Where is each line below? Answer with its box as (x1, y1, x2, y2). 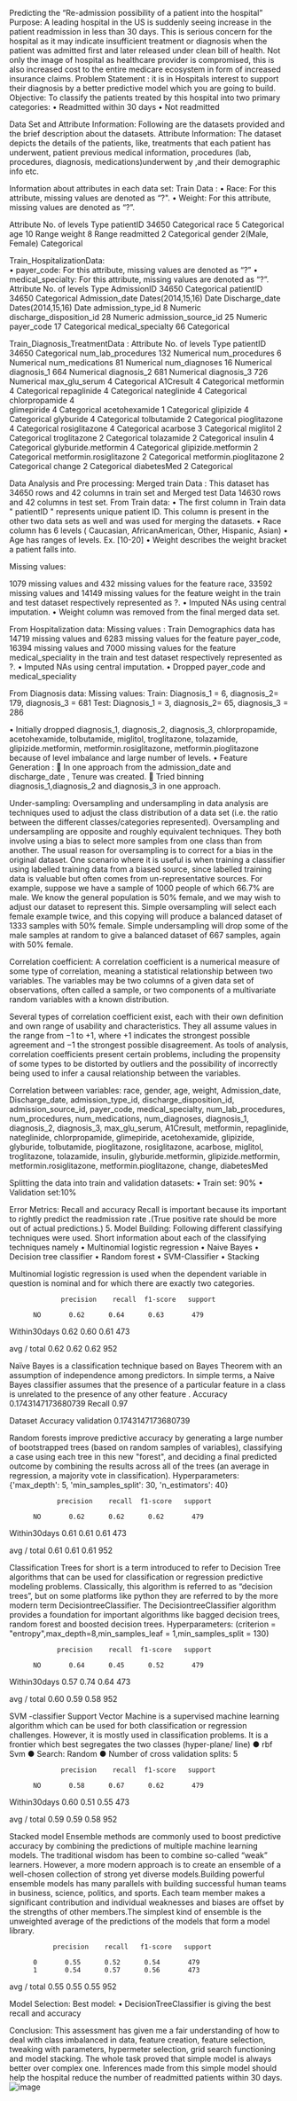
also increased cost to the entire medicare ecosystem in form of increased (9, 64, 281, 74)
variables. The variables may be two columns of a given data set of (9, 976, 254, 985)
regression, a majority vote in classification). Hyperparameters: (9, 1470, 239, 1480)
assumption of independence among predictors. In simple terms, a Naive (9, 1370, 276, 1380)
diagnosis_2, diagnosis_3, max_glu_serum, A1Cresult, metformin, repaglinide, (9, 1123, 289, 1133)
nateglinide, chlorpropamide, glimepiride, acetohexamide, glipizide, (9, 1133, 255, 1142)
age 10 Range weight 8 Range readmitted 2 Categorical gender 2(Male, (9, 229, 269, 239)
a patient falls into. (9, 545, 77, 554)
